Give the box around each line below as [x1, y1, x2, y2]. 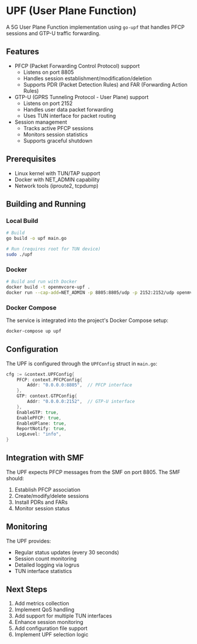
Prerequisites [6, 154, 56, 164]
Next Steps [6, 585, 47, 595]
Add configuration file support [14, 625, 88, 632]
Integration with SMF [6, 453, 84, 463]
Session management [14, 118, 67, 126]
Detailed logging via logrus [14, 561, 80, 568]
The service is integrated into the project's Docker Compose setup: [6, 317, 169, 324]
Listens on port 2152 [23, 100, 73, 107]
